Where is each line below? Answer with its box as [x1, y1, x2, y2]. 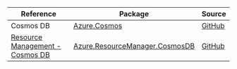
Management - [11, 42, 61, 51]
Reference [20, 9, 56, 18]
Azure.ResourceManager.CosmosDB [73, 42, 195, 51]
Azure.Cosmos [73, 21, 123, 30]
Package [119, 9, 150, 18]
